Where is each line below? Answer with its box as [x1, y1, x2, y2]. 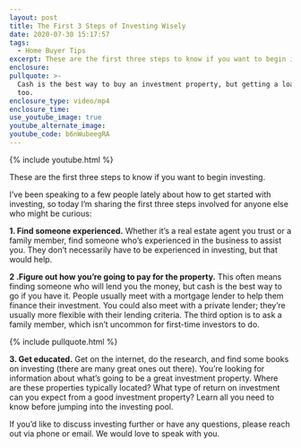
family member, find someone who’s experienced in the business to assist [9, 235, 282, 246]
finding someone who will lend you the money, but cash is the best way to [9, 280, 282, 291]
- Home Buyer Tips [17, 47, 87, 56]
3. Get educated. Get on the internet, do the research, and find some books [9, 353, 289, 364]
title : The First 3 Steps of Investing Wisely [9, 22, 186, 30]
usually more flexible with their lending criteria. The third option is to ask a [9, 309, 282, 320]
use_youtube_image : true [9, 113, 102, 122]
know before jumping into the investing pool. [9, 401, 174, 412]
